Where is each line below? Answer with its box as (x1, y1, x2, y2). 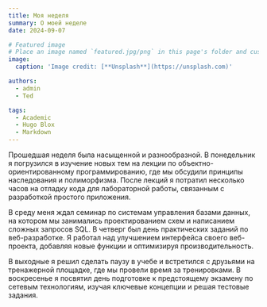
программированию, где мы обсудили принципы (75, 167, 244, 176)
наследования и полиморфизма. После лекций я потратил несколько (8, 175, 245, 185)
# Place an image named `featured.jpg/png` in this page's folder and (8, 48, 247, 56)
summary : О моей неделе (8, 19, 87, 27)
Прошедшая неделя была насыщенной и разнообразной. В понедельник (8, 150, 256, 159)
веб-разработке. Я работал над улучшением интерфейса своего (8, 233, 228, 242)
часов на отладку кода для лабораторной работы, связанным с (8, 184, 225, 193)
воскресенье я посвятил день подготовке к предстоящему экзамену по (8, 274, 253, 282)
